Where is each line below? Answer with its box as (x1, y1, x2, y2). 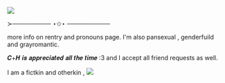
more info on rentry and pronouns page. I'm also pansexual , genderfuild (7, 33, 215, 41)
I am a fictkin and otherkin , (7, 68, 85, 76)
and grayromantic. (7, 40, 60, 48)
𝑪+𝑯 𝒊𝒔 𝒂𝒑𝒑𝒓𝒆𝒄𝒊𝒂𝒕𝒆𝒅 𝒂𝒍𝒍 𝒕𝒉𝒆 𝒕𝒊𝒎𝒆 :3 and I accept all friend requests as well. (7, 54, 218, 62)
